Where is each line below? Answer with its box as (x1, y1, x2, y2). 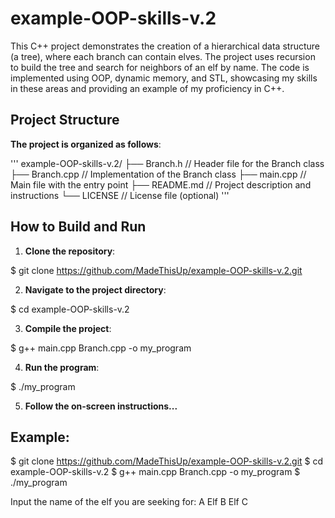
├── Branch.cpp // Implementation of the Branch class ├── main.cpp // (10, 168, 307, 180)
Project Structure (10, 112, 120, 129)
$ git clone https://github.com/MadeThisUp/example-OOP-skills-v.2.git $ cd (10, 455, 324, 467)
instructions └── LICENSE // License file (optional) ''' (10, 189, 230, 201)
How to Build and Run (10, 218, 147, 236)
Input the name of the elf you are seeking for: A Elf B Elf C (10, 496, 248, 508)
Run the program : (24, 361, 100, 373)
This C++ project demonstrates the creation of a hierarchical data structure (10, 40, 320, 52)
